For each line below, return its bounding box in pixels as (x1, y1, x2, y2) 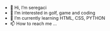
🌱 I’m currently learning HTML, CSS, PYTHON (10, 15, 105, 21)
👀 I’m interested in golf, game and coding (10, 10, 96, 16)
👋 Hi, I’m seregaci (10, 5, 47, 10)
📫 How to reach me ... (10, 21, 57, 27)
